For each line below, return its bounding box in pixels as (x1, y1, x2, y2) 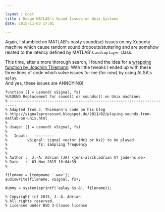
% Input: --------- (5, 133, 55, 138)
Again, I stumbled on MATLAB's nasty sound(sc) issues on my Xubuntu (5, 39, 151, 45)
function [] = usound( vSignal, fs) (5, 90, 81, 95)
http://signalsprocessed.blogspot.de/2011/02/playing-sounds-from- (9, 111, 152, 117)
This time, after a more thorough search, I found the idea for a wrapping (5, 59, 152, 65)
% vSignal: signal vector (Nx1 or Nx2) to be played (5, 138, 134, 143)
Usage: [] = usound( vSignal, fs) (9, 125, 81, 130)
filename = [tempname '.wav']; (5, 173, 70, 178)
